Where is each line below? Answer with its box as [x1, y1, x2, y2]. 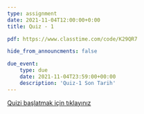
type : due [19, 67, 48, 74]
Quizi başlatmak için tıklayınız [7, 98, 91, 107]
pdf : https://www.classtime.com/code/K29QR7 [7, 35, 138, 42]
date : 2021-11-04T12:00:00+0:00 [7, 17, 100, 23]
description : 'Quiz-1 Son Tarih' [19, 79, 116, 86]
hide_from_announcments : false [7, 48, 98, 55]
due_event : [7, 60, 39, 68]
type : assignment [7, 10, 57, 17]
